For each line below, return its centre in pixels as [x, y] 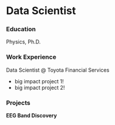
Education [21, 29]
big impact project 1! [39, 81]
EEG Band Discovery [32, 116]
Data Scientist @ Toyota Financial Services [58, 70]
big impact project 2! [40, 87]
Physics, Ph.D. [23, 42]
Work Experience [31, 57]
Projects [18, 103]
